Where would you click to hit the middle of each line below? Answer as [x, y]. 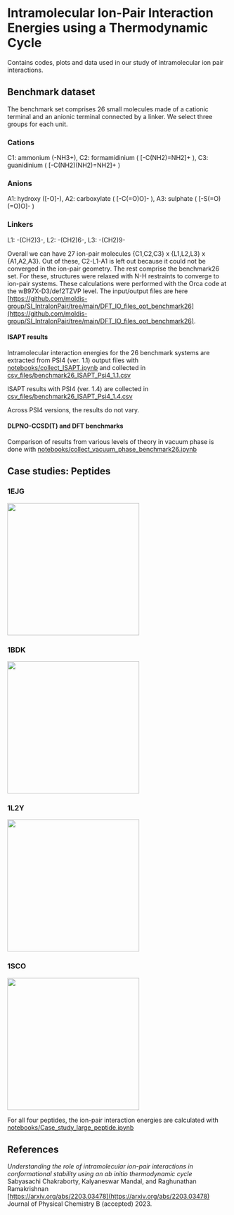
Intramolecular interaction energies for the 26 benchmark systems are [109, 352]
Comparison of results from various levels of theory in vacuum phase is [111, 442]
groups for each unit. [38, 124]
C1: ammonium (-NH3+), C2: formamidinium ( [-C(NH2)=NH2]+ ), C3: [108, 158]
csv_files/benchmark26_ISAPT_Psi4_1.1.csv [69, 375]
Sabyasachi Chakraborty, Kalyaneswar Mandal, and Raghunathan [102, 1181]
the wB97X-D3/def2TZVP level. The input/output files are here [98, 291]
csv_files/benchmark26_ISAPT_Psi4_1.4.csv [70, 396]
